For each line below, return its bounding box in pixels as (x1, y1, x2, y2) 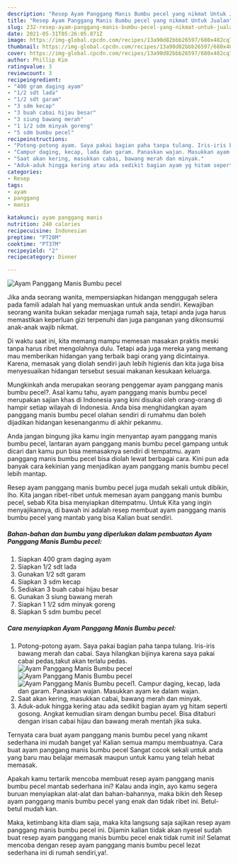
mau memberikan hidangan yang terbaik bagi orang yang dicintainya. (7, 352, 210, 360)
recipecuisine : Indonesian (7, 227, 87, 234)
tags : (7, 181, 23, 188)
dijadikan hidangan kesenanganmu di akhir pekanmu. (7, 419, 163, 427)
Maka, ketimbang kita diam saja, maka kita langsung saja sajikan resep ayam (7, 819, 231, 827)
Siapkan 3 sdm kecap (17, 578, 81, 586)
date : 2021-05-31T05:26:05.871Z (7, 30, 103, 38)
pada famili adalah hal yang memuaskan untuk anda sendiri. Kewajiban (7, 300, 214, 309)
